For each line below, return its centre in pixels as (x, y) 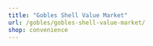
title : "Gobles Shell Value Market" (68, 15)
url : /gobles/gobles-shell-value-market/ (77, 23)
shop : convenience (38, 30)
